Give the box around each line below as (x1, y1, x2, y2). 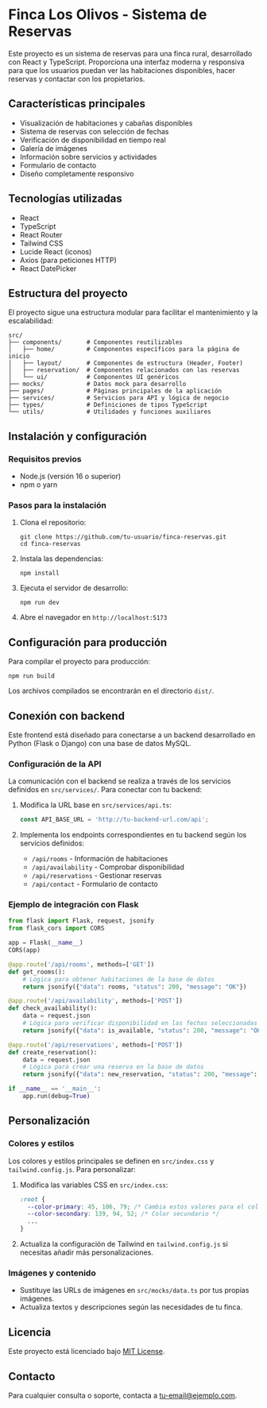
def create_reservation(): (8, 1048, 98, 1056)
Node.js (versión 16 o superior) (19, 471, 122, 482)
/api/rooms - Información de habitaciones (31, 854, 168, 864)
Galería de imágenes (19, 143, 88, 153)
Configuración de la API (8, 758, 102, 769)
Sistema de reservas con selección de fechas (19, 126, 169, 136)
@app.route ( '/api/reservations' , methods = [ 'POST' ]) (8, 1041, 183, 1049)
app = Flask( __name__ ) (8, 939, 83, 947)
